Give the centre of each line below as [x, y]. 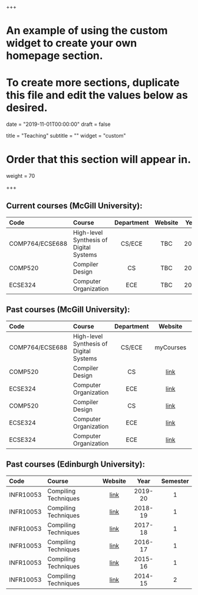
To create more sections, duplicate [93, 83]
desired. [27, 108]
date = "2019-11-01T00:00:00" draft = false [58, 124]
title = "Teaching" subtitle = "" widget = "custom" [66, 136]
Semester [175, 481]
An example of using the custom [87, 31]
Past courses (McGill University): [68, 310]
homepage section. [55, 56]
